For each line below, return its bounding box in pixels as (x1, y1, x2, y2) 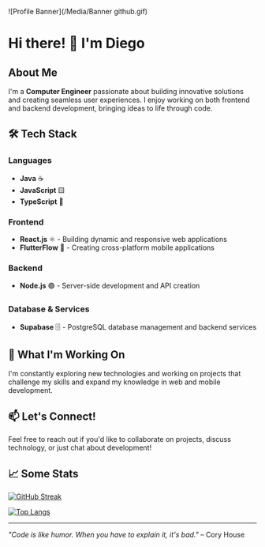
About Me (8, 66, 58, 79)
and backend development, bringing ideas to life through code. (8, 104, 213, 113)
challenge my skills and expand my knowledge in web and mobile (8, 377, 221, 387)
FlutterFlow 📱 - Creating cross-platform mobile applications (19, 243, 215, 252)
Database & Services (8, 304, 90, 315)
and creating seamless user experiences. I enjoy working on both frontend (8, 95, 250, 104)
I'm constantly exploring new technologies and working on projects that (8, 369, 241, 379)
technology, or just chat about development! (8, 443, 152, 453)
